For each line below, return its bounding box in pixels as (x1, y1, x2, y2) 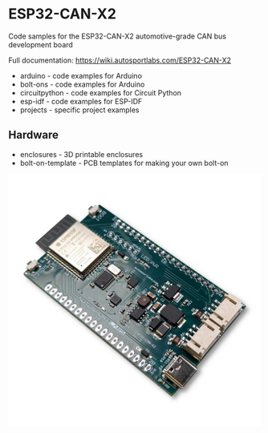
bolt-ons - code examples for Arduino (19, 79, 145, 89)
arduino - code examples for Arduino (19, 71, 143, 80)
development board (8, 39, 74, 49)
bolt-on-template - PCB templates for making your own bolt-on (19, 158, 229, 168)
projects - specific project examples (19, 105, 140, 115)
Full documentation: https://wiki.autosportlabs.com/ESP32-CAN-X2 (8, 55, 231, 65)
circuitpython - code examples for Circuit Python (19, 87, 182, 97)
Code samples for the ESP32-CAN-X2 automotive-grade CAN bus (8, 31, 227, 41)
